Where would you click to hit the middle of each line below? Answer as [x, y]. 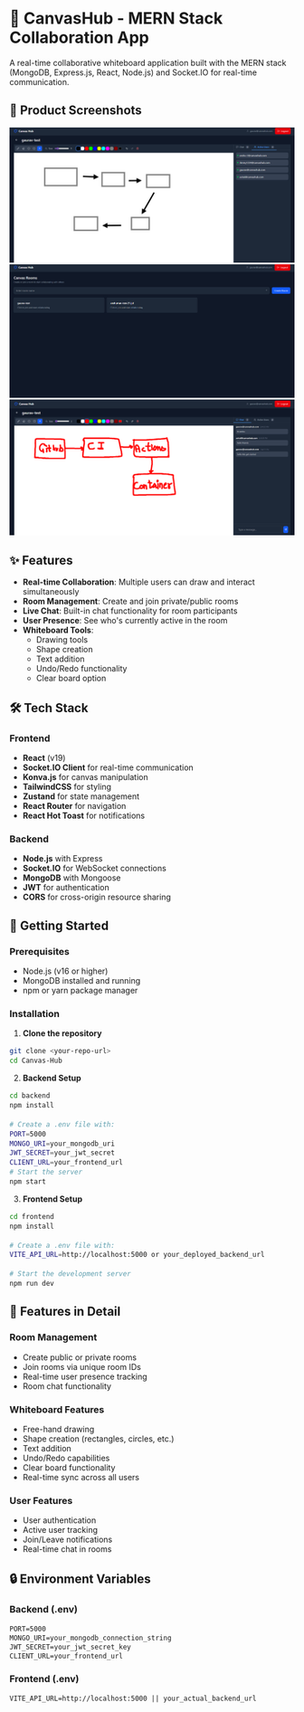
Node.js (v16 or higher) [65, 971]
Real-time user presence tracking [85, 1376]
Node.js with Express [62, 859]
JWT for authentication [66, 888]
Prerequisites [39, 951]
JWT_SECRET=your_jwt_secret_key [70, 1647]
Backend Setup [52, 1078]
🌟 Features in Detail [65, 1312]
